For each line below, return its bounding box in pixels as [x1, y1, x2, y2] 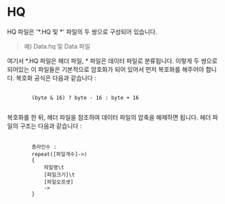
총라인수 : [31, 143, 57, 151]
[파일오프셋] [43, 179, 74, 186]
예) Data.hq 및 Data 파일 [23, 42, 91, 50]
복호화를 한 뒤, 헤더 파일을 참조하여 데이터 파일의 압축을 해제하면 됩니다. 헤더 [7, 113, 211, 121]
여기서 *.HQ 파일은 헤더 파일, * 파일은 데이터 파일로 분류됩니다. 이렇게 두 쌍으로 [7, 56, 217, 65]
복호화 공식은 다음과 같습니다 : [16, 73, 97, 82]
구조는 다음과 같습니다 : [19, 121, 82, 130]
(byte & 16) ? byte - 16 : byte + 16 [31, 94, 139, 101]
